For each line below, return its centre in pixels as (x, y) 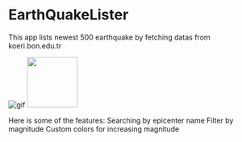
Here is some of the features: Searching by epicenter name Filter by (121, 120)
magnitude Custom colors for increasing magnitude (94, 129)
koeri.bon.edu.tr (35, 45)
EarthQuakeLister (69, 15)
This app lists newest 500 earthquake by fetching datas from (110, 37)
